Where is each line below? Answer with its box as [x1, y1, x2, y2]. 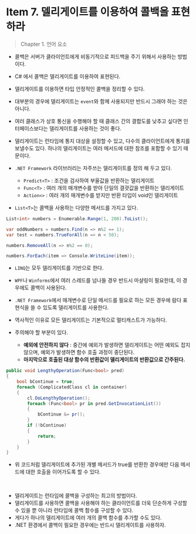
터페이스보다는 [14, 124, 48, 132]
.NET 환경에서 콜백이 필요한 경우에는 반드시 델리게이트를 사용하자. [14, 522, 166, 529]
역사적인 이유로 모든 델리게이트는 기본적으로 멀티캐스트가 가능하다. [14, 316, 167, 323]
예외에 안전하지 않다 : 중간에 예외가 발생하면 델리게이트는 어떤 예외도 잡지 [23, 342, 191, 349]
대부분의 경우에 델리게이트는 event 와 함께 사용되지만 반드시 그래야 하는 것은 [14, 97, 188, 104]
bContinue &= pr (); [37, 411, 85, 417]
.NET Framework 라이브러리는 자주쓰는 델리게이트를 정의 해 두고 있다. [14, 164, 172, 171]
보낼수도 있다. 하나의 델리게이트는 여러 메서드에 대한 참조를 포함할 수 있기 [14, 144, 183, 151]
